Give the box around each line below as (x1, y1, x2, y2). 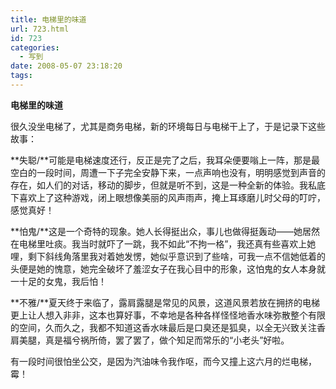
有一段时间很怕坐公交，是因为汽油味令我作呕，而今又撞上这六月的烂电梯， (10, 355, 317, 367)
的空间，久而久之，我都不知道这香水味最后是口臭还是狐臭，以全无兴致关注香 (10, 321, 326, 333)
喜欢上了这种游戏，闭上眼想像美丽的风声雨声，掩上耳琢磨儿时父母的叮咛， (18, 191, 326, 203)
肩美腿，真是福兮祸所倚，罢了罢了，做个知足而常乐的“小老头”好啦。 (10, 334, 290, 346)
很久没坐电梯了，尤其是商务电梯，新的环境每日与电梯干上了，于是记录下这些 (10, 120, 326, 132)
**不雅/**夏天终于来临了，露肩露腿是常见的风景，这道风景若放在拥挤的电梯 (10, 296, 321, 308)
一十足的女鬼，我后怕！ (10, 275, 107, 287)
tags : (10, 71, 33, 81)
